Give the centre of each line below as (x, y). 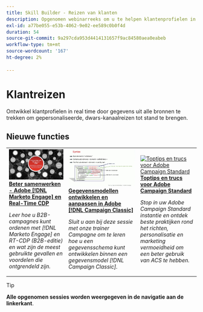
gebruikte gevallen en (36, 253)
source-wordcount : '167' (37, 51)
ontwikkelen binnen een (98, 253)
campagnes (24, 221)
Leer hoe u (22, 215)
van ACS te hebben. (165, 261)
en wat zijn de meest (34, 247)
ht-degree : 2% (24, 57)
